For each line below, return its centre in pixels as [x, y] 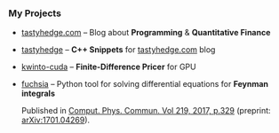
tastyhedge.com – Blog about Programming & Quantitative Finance [146, 33]
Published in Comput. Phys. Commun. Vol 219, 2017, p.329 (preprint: [146, 111]
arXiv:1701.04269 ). [56, 120]
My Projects [35, 13]
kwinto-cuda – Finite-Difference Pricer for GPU [108, 67]
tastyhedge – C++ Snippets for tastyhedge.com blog [118, 50]
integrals [38, 94]
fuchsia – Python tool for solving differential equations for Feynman [144, 84]
